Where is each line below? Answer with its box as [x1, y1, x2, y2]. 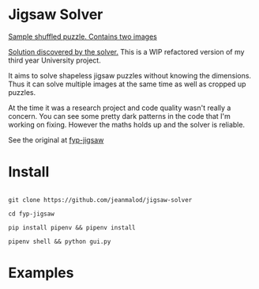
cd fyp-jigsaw [8, 210, 55, 218]
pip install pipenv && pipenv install [8, 223, 136, 231]
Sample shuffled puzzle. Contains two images [8, 32, 158, 41]
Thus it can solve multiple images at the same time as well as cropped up [8, 79, 246, 89]
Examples [8, 264, 74, 282]
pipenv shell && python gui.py [8, 238, 111, 245]
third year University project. [8, 55, 101, 65]
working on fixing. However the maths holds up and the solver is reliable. [8, 120, 246, 129]
